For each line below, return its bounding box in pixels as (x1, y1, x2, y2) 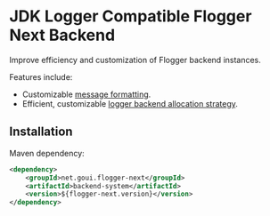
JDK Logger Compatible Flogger (9, 6, 252, 27)
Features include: (9, 71, 73, 82)
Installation (9, 124, 73, 140)
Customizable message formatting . (21, 89, 151, 100)
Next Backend (9, 25, 116, 45)
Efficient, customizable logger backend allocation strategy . (21, 98, 239, 108)
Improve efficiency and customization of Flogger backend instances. (9, 54, 261, 65)
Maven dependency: (9, 148, 85, 158)
